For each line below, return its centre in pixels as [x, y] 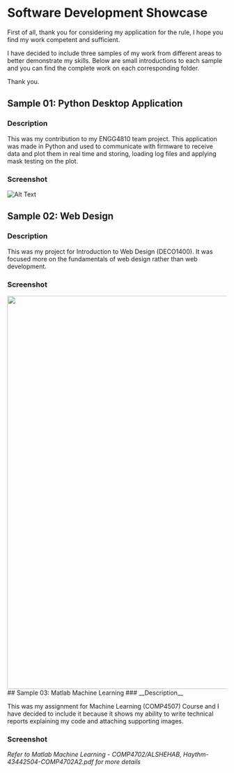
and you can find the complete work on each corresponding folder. [103, 68]
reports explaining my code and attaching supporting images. [95, 721]
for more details [118, 762]
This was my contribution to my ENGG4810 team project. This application [112, 138]
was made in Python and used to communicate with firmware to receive [110, 146]
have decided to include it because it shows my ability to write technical [110, 714]
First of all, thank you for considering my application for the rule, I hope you [115, 32]
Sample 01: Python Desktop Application [95, 104]
